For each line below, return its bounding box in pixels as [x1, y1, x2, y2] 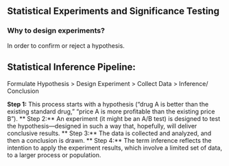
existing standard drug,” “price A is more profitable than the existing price [7, 107, 215, 115]
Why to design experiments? [7, 26, 105, 36]
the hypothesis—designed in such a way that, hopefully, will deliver [7, 122, 197, 130]
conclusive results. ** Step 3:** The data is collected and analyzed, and [7, 129, 212, 137]
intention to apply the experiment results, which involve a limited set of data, [7, 143, 223, 152]
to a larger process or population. [7, 150, 101, 159]
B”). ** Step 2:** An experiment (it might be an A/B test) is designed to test [7, 114, 221, 122]
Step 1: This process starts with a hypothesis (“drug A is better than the [7, 100, 209, 108]
